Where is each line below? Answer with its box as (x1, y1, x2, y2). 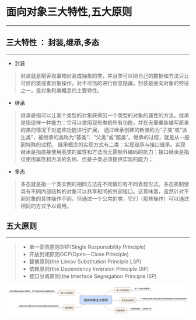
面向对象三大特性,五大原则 (6, 5, 132, 19)
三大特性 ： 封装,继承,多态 (6, 37, 99, 47)
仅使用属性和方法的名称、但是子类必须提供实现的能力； (20, 156, 153, 163)
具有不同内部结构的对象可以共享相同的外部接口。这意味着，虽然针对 (20, 188, 184, 195)
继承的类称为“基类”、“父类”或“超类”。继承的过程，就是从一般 (43, 133, 190, 140)
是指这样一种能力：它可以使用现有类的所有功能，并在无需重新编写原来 (20, 119, 190, 126)
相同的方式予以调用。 (20, 202, 72, 209)
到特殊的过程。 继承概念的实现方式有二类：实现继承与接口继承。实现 (20, 141, 185, 148)
